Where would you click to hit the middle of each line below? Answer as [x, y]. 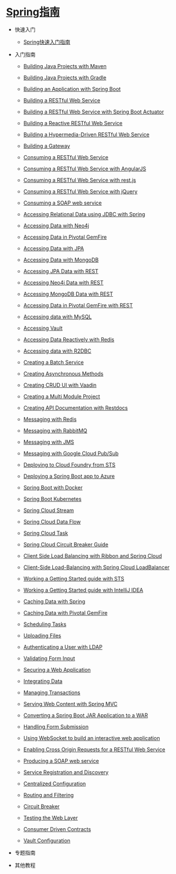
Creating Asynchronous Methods [63, 373]
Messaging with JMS [49, 442]
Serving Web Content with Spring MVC [70, 704]
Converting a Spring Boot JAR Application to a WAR [86, 715]
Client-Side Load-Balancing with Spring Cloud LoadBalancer [97, 567]
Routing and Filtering [48, 795]
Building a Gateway [47, 146]
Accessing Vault [43, 328]
